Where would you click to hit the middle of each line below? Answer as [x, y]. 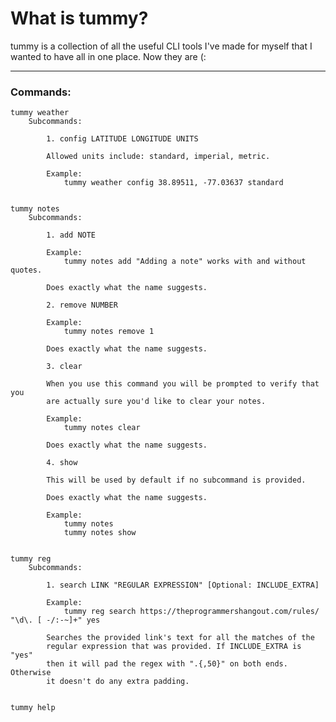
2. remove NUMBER [82, 305]
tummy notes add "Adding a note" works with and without [185, 262]
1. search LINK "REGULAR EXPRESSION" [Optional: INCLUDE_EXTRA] [183, 585]
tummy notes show [100, 533]
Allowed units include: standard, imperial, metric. [158, 157]
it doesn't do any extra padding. [118, 682]
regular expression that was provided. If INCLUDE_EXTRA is [174, 647]
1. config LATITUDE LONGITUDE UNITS [122, 139]
